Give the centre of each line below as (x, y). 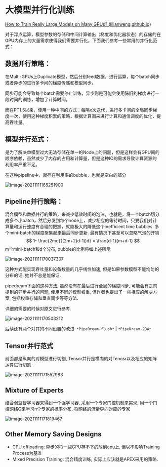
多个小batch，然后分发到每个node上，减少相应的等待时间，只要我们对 (81, 221)
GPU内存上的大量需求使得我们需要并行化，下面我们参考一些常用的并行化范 (81, 40)
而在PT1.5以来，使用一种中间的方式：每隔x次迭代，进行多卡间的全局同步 (79, 110)
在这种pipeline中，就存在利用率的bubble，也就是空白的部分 (66, 175)
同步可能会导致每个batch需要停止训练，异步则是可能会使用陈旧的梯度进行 (80, 93)
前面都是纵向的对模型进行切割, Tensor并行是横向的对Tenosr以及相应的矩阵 (81, 359)
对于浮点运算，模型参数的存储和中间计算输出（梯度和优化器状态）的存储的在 (83, 34)
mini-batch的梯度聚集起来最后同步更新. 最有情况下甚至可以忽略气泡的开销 (84, 233)
